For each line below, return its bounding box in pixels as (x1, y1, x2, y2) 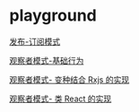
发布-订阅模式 (9, 36, 61, 47)
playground (9, 5, 97, 26)
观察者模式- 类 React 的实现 (9, 93, 112, 104)
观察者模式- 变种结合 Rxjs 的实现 (9, 73, 130, 85)
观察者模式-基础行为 (9, 55, 84, 65)
